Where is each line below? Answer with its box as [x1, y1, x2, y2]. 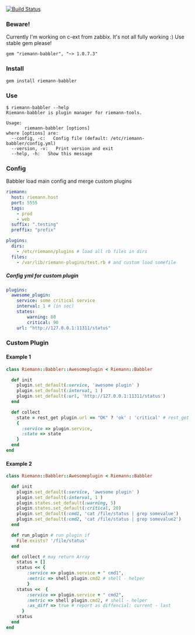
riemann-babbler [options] [24, 125, 90, 131]
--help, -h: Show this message [11, 151, 93, 156]
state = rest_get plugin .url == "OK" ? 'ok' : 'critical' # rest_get [16, 415, 190, 421]
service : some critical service [16, 298, 95, 304]
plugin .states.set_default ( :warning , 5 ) [16, 500, 116, 506]
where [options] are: [6, 130, 59, 136]
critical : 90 [27, 319, 59, 325]
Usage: [6, 120, 22, 126]
